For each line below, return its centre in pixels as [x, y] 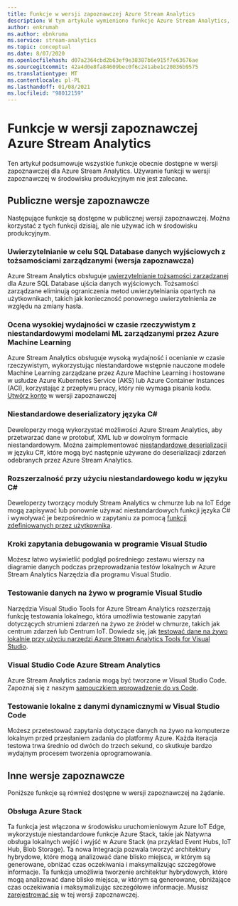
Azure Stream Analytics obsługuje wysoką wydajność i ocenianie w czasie [116, 358]
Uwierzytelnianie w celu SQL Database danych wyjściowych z [117, 251]
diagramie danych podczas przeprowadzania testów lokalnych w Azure [112, 567]
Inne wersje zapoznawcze [66, 775]
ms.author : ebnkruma [38, 34]
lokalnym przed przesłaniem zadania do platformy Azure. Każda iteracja [113, 738]
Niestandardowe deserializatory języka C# [82, 414]
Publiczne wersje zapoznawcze [79, 201]
